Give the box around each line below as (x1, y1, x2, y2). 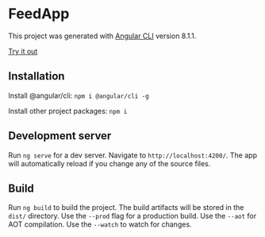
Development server (8, 129, 112, 143)
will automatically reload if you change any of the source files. (8, 158, 211, 168)
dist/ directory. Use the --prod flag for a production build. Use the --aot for (8, 212, 256, 221)
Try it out (8, 46, 38, 56)
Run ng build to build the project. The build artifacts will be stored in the (8, 203, 244, 212)
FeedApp (8, 5, 70, 23)
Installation (8, 69, 65, 84)
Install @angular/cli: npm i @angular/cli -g (8, 91, 149, 100)
